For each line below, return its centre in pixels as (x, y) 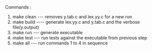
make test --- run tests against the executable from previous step (80, 38)
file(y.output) (26, 27)
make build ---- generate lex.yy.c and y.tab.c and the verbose (76, 22)
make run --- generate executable (47, 32)
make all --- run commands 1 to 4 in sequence (60, 43)
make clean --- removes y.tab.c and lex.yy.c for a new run (72, 17)
